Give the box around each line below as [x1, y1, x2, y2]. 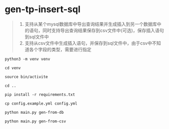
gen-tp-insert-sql [5, 4, 81, 15]
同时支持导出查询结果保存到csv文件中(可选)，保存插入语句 [42, 27, 164, 34]
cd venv [5, 65, 21, 71]
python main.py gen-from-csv [5, 118, 66, 124]
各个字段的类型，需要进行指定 [29, 46, 92, 52]
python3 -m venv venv [5, 56, 51, 61]
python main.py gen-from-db [5, 110, 64, 115]
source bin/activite [5, 74, 49, 79]
